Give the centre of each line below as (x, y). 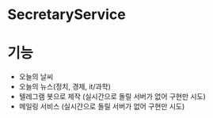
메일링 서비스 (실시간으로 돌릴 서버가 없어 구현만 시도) (102, 107)
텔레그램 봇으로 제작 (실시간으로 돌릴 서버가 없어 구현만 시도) (112, 97)
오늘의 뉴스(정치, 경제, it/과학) (65, 87)
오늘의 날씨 (36, 77)
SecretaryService (67, 15)
